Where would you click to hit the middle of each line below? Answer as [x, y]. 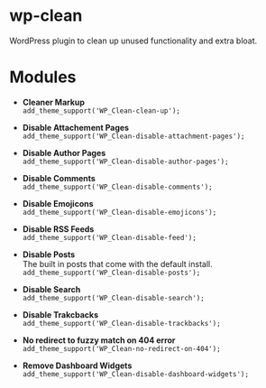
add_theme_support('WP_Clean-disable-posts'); [111, 273]
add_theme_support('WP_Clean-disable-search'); [113, 298]
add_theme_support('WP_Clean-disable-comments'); [118, 187]
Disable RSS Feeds [58, 229]
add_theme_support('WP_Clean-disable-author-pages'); [125, 162]
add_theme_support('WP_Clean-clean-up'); [101, 111]
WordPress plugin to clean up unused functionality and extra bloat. [133, 41]
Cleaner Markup [54, 102]
